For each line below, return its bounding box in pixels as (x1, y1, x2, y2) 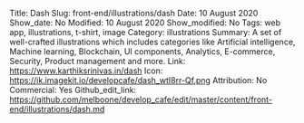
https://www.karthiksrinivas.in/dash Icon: (9, 65, 163, 76)
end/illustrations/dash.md (9, 104, 105, 114)
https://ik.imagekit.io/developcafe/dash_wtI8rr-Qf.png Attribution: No (9, 75, 268, 85)
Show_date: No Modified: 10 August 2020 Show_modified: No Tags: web (9, 17, 281, 28)
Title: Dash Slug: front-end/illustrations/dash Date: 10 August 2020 (9, 8, 259, 18)
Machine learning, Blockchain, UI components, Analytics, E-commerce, (9, 46, 276, 57)
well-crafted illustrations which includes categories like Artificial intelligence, (9, 36, 296, 47)
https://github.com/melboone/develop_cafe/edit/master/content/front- (9, 94, 273, 105)
